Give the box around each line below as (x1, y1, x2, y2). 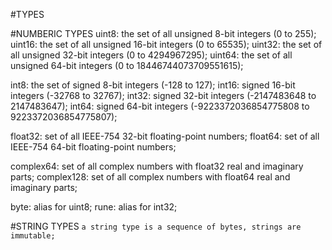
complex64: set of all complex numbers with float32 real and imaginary (10, 160, 304, 172)
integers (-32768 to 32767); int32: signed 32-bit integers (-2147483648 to (10, 90, 317, 101)
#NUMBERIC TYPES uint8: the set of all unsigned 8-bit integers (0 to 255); (10, 28, 317, 39)
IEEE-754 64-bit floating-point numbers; (10, 141, 177, 153)
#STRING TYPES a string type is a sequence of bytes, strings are (10, 220, 302, 232)
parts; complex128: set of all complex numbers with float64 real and (10, 171, 291, 183)
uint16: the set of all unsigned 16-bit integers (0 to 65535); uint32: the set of (10, 39, 323, 50)
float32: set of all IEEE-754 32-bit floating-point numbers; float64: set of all (10, 130, 320, 142)
